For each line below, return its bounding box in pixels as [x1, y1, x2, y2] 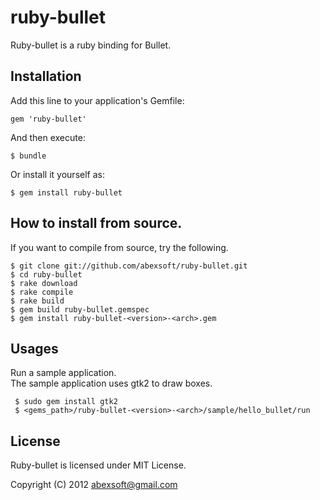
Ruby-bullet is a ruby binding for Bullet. [10, 39, 172, 51]
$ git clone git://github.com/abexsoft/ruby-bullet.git [10, 261, 248, 271]
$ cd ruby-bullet [10, 269, 83, 280]
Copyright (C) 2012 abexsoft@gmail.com [10, 479, 178, 491]
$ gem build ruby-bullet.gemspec [10, 304, 150, 315]
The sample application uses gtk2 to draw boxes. [10, 377, 213, 390]
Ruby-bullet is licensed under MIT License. [10, 459, 187, 471]
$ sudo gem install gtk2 [14, 397, 118, 407]
